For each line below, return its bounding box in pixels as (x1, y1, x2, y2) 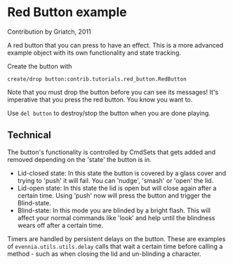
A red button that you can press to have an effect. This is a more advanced (7, 41, 224, 49)
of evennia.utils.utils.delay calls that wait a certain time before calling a (7, 242, 223, 250)
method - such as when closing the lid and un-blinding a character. (7, 250, 201, 258)
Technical (7, 129, 51, 141)
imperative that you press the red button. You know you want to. (7, 95, 193, 104)
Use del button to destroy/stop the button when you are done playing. (7, 109, 211, 117)
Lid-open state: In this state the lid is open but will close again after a (17, 184, 217, 192)
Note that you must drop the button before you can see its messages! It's (7, 88, 219, 96)
